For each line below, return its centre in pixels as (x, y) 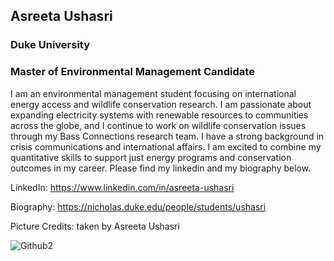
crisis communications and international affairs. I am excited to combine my (166, 146)
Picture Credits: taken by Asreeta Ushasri (95, 226)
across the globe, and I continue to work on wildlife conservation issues (158, 125)
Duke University (50, 45)
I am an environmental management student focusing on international (153, 93)
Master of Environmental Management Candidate (132, 72)
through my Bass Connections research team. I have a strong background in (167, 136)
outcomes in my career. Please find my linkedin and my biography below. (161, 168)
